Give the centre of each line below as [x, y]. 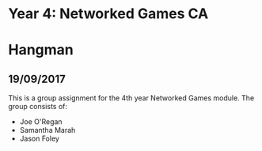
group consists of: [38, 107]
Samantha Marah [47, 130]
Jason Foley [39, 138]
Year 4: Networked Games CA [108, 14]
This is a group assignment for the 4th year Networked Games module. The [131, 98]
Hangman [41, 50]
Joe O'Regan [41, 122]
